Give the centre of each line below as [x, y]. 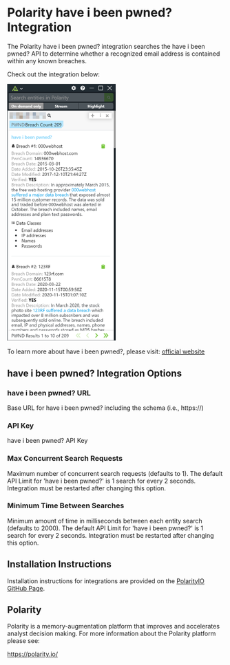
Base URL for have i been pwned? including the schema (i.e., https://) [106, 408]
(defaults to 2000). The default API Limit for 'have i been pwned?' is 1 [105, 528]
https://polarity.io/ [33, 654]
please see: [23, 641]
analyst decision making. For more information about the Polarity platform [112, 633]
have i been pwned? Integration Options [95, 373]
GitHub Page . [26, 588]
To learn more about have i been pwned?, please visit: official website [106, 351]
